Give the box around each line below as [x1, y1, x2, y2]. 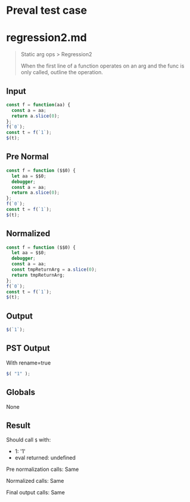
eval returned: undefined [14, 454, 76, 461]
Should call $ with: [6, 436, 51, 443]
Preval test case [6, 4, 88, 17]
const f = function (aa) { [6, 102, 70, 108]
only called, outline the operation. [20, 69, 103, 76]
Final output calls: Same [6, 489, 66, 496]
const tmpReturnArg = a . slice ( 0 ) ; [11, 267, 97, 273]
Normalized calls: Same [6, 477, 64, 485]
